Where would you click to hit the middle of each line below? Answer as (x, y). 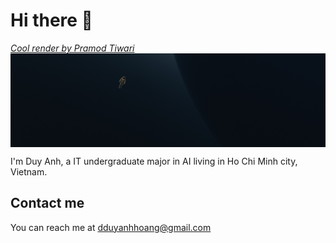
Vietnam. (29, 171)
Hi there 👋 (51, 20)
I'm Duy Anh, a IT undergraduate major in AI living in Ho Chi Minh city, (154, 161)
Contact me (47, 203)
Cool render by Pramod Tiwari (72, 48)
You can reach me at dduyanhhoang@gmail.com (111, 227)
